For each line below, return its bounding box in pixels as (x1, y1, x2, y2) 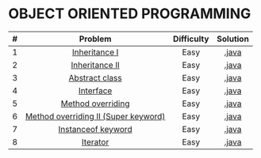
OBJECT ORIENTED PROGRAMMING (8, 5, 251, 23)
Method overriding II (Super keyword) (25, 111, 166, 122)
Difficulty (173, 33, 209, 44)
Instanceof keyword (58, 123, 132, 134)
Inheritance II (71, 59, 121, 70)
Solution (217, 33, 250, 44)
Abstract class (68, 72, 122, 83)
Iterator (82, 136, 109, 147)
